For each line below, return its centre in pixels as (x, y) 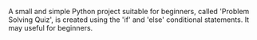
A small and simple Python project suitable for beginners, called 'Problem (129, 11)
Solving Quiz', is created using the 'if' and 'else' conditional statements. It (129, 20)
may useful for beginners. (51, 28)
